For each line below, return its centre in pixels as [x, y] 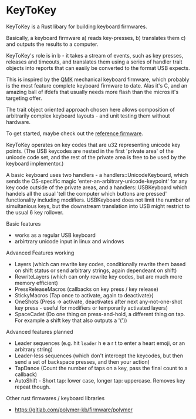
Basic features [23, 223]
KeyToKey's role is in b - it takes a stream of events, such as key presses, [95, 55]
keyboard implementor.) [35, 163]
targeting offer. [24, 98]
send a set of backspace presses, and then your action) [82, 361]
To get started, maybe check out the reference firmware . [75, 133]
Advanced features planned [40, 331]
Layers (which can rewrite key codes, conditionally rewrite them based [100, 264]
